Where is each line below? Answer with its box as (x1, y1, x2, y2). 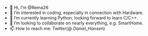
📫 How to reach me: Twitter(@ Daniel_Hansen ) (9, 26, 106, 31)
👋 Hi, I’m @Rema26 (9, 5, 49, 10)
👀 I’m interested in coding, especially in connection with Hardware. (9, 10, 144, 16)
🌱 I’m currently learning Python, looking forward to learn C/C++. (9, 15, 138, 20)
